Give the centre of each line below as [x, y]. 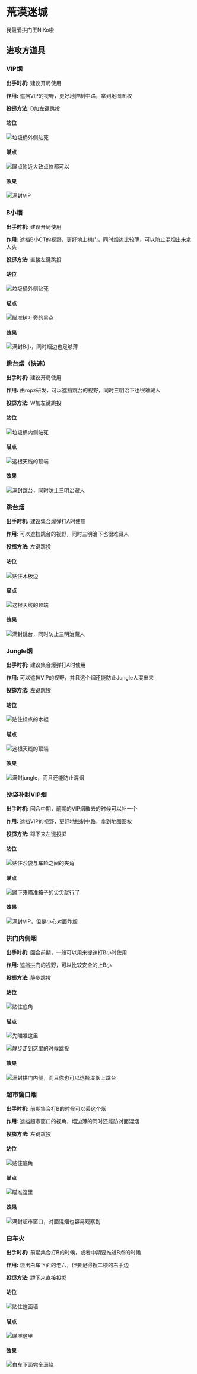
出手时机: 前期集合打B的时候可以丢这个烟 [56, 1108]
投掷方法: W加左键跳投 [34, 403]
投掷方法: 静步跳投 [29, 978]
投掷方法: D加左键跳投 [33, 108]
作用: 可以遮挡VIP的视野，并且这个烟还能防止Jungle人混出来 [80, 678]
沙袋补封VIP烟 [27, 795]
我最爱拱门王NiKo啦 [30, 30]
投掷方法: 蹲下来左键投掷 [36, 834]
